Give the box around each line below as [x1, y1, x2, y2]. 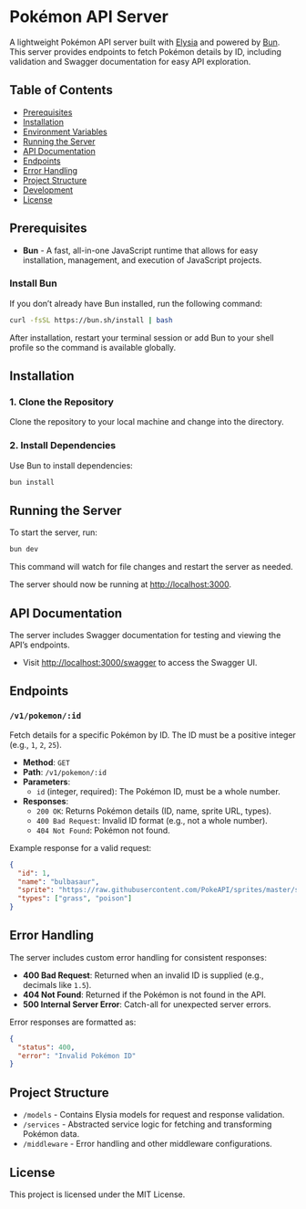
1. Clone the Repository [9, 395, 114, 408]
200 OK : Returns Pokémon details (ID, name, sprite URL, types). [36, 805, 271, 816]
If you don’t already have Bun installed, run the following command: [9, 298, 262, 309]
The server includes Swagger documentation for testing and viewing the [9, 630, 281, 641]
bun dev [9, 545, 39, 554]
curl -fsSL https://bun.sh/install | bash [9, 315, 173, 325]
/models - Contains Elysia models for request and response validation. [22, 1109, 285, 1120]
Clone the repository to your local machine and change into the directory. [9, 416, 284, 427]
